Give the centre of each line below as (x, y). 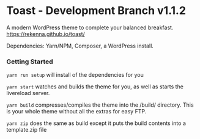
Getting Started (30, 62)
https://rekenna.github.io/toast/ (46, 34)
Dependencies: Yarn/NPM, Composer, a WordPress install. (80, 46)
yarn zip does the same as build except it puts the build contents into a (96, 123)
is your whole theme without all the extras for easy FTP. (76, 112)
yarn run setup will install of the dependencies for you (75, 75)
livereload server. (28, 93)
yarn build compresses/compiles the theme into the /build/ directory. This (100, 105)
